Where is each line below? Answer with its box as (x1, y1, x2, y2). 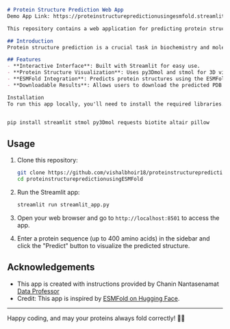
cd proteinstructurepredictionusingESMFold (16, 175, 144, 183)
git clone (16, 169, 46, 176)
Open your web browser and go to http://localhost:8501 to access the (16, 213, 220, 222)
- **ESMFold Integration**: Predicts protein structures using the (7, 75, 204, 82)
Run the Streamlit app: (16, 188, 80, 196)
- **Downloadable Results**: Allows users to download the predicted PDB (7, 82, 222, 88)
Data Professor (16, 287, 60, 295)
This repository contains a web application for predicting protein (7, 25, 207, 32)
